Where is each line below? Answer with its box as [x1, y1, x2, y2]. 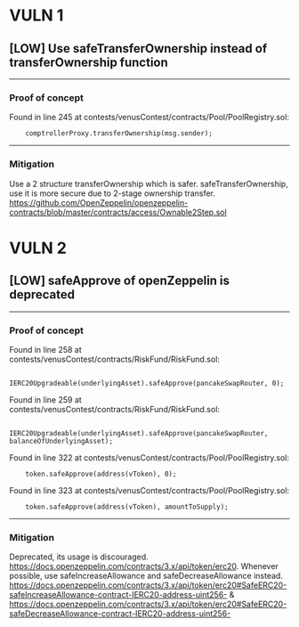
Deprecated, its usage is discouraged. [9, 551, 149, 562]
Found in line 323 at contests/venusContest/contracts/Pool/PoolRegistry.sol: [9, 484, 290, 495]
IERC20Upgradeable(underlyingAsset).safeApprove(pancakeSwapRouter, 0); [9, 379, 285, 387]
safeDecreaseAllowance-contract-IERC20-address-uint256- [9, 608, 231, 619]
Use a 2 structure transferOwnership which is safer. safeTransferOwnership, [9, 178, 289, 189]
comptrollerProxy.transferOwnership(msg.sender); [25, 129, 214, 138]
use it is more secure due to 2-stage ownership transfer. [9, 188, 216, 199]
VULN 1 [9, 5, 64, 26]
